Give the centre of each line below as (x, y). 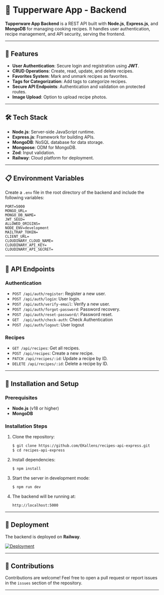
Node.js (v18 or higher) (36, 409)
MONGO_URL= (16, 211)
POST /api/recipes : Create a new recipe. (53, 353)
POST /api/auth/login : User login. (46, 299)
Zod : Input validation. (33, 152)
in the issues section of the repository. (44, 583)
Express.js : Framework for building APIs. (53, 137)
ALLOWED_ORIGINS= (23, 224)
